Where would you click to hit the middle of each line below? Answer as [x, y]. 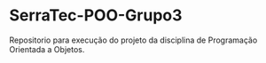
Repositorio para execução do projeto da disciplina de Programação [133, 40]
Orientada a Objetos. [47, 49]
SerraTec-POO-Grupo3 [96, 16]
